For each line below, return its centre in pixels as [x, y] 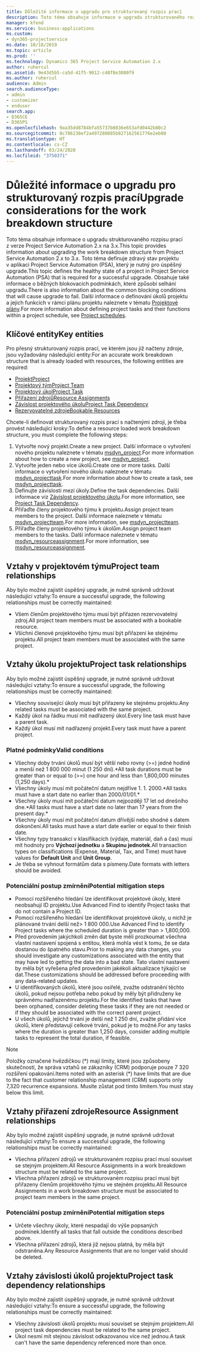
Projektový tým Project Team [49, 385]
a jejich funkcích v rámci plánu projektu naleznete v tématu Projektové [92, 303]
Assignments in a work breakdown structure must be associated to [97, 1191]
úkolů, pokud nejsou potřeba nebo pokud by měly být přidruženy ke [98, 994]
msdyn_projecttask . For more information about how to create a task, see [104, 478]
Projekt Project [32, 379]
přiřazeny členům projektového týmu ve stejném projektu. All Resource [101, 1185]
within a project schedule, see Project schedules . [66, 316]
